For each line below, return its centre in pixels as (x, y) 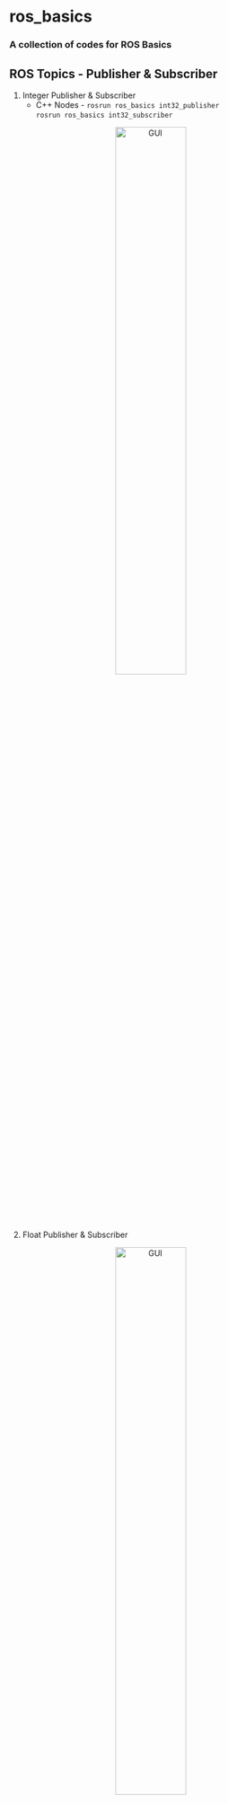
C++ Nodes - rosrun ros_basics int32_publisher (127, 104)
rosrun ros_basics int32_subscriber (104, 115)
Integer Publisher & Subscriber (79, 95)
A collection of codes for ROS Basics (91, 45)
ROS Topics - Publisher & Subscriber (114, 74)
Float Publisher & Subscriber (75, 1234)
